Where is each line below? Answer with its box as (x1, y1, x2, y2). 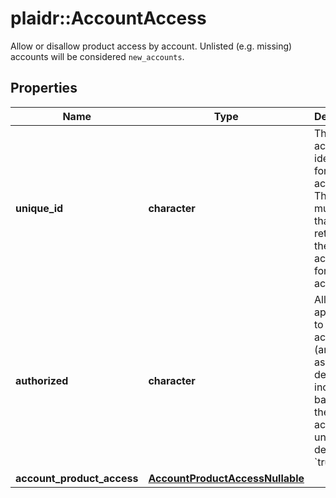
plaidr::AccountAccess (10, 7, 207, 30)
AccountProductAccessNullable (148, 471, 305, 485)
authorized (15, 373, 69, 387)
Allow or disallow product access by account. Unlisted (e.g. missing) (10, 40, 293, 52)
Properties (10, 80, 78, 97)
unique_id (15, 201, 64, 215)
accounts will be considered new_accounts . (10, 50, 185, 62)
